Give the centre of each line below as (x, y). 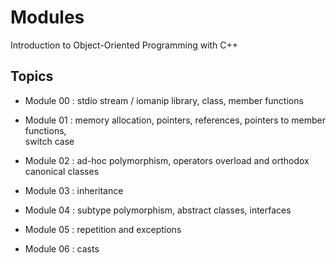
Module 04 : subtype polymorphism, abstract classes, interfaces (158, 210)
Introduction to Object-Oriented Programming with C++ (124, 45)
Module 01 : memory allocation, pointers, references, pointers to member (175, 120)
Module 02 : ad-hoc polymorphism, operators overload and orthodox (167, 160)
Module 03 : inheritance (74, 190)
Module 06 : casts (62, 248)
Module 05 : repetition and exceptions (103, 229)
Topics (32, 76)
